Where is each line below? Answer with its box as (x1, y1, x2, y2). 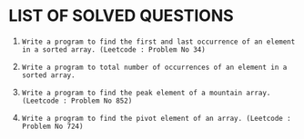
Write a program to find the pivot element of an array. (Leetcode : (21, 114, 292, 123)
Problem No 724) (21, 122, 84, 131)
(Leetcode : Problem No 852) (21, 96, 133, 105)
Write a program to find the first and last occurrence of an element (21, 37, 296, 46)
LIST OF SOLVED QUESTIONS (8, 5, 234, 26)
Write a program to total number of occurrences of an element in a (21, 63, 288, 72)
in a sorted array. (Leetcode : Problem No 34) (21, 45, 206, 55)
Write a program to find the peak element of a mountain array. (21, 88, 271, 97)
